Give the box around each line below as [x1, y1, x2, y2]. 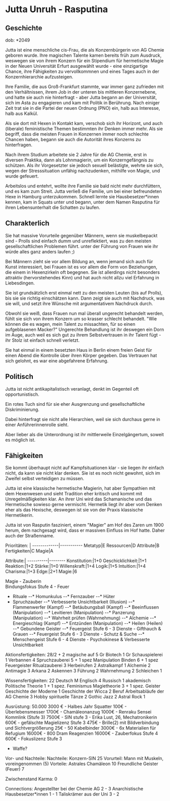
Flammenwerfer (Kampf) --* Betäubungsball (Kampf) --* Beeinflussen [12, 604, 159, 610]
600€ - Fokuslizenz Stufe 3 [5, 736, 62, 742]
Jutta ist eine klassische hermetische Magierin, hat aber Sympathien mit [5, 485, 156, 491]
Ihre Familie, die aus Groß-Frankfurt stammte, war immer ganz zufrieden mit [5, 83, 164, 90]
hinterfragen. [5, 142, 33, 148]
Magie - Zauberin [5, 578, 41, 584]
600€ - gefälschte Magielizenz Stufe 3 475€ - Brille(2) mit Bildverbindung [5, 720, 159, 726]
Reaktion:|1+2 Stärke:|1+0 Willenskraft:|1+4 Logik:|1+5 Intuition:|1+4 [5, 563, 146, 569]
